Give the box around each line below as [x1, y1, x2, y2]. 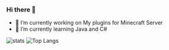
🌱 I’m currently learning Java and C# [15, 25, 107, 33]
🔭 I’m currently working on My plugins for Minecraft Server [15, 19, 164, 27]
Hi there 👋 [6, 5, 37, 14]
